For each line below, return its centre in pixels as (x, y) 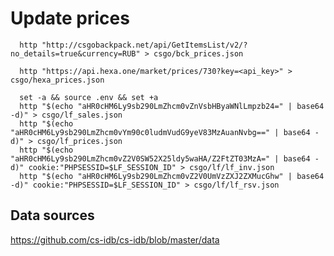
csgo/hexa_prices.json (57, 80)
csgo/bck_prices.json (198, 53)
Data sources (52, 215)
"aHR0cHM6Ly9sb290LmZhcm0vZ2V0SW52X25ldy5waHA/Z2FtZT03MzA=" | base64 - (165, 158)
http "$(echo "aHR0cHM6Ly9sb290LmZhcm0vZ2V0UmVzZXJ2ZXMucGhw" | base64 (172, 176)
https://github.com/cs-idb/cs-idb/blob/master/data (115, 239)
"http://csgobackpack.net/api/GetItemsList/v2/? (144, 45)
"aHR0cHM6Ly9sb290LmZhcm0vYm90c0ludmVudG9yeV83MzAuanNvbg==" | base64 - (165, 132)
